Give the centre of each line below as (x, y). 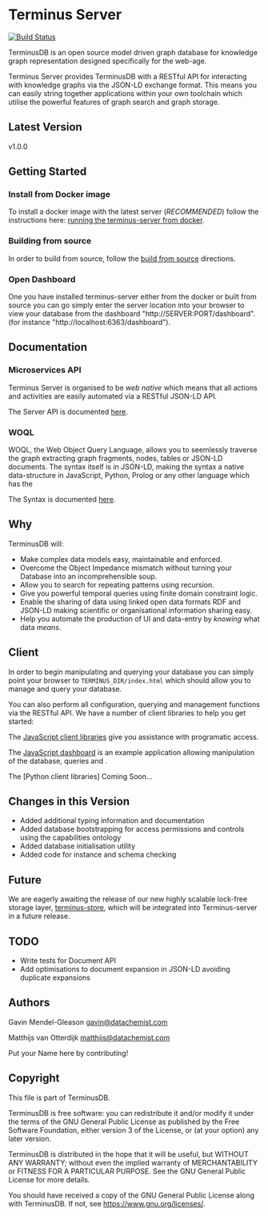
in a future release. (39, 916)
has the (21, 484)
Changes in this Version (69, 802)
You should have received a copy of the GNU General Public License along (131, 1195)
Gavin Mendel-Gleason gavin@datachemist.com (88, 1021)
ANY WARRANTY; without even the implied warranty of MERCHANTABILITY (133, 1162)
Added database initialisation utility (78, 846)
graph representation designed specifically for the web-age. (108, 61)
